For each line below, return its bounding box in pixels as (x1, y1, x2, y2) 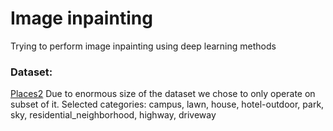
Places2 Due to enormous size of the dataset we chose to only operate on (10, 88, 316, 100)
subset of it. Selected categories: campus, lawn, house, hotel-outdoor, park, (10, 98, 325, 111)
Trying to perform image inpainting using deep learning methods (10, 40, 277, 52)
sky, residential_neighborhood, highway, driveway (10, 109, 217, 121)
